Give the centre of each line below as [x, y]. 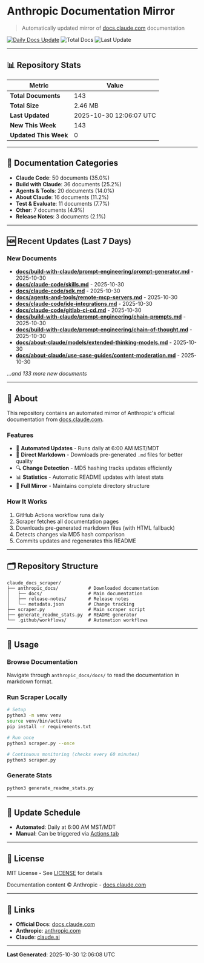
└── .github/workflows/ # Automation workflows [77, 620]
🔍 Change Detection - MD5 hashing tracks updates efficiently [94, 468]
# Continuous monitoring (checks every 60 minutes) [73, 754]
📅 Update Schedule [44, 813]
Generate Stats [29, 775]
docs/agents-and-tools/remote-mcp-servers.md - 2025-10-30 [97, 297]
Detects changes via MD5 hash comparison [70, 534]
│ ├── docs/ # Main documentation [75, 594]
